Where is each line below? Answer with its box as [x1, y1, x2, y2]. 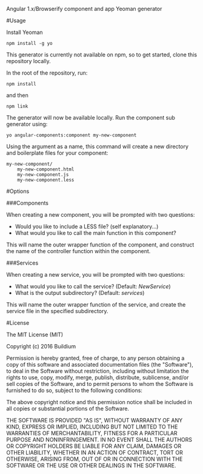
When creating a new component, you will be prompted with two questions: [6, 211, 195, 218]
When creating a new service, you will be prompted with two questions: [6, 271, 185, 278]
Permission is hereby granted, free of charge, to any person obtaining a [6, 354, 185, 362]
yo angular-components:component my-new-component [6, 132, 137, 138]
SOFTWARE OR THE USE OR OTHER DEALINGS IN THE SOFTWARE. [6, 462, 176, 469]
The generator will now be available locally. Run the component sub [6, 114, 176, 121]
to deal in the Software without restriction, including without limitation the [6, 367, 189, 374]
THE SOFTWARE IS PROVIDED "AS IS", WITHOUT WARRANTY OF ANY [6, 417, 183, 424]
